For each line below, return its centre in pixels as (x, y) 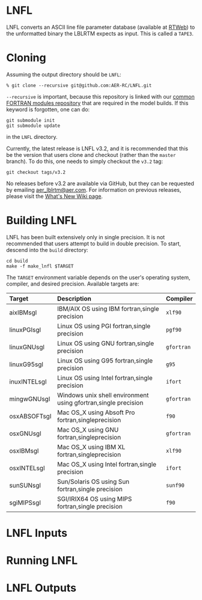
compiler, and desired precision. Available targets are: (73, 284)
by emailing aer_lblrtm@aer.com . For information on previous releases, (94, 189)
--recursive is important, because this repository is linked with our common (100, 96)
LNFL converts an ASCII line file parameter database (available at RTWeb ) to (101, 27)
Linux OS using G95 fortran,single (105, 360)
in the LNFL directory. (32, 136)
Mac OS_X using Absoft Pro (96, 412)
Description (74, 298)
